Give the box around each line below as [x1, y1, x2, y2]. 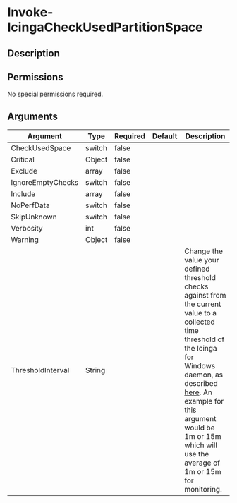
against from [184, 291, 226, 301]
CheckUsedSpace [11, 143, 71, 153]
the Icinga [184, 344, 217, 353]
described [184, 379, 219, 389]
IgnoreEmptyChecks [11, 178, 79, 188]
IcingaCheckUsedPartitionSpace [7, 19, 203, 35]
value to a [184, 308, 217, 318]
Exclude [11, 166, 37, 176]
